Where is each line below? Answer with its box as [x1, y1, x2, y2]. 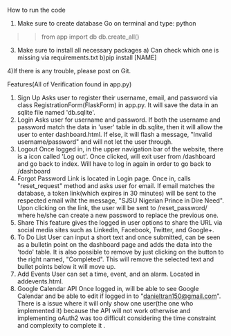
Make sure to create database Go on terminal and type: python [17, 19, 196, 27]
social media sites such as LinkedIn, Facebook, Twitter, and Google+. [17, 226, 214, 234]
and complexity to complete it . [17, 321, 106, 329]
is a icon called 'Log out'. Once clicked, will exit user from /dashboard [17, 152, 216, 160]
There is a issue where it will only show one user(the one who [17, 299, 194, 307]
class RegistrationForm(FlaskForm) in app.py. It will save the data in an [17, 101, 219, 109]
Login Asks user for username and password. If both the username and [17, 115, 221, 124]
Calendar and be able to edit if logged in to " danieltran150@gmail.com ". [17, 292, 221, 300]
